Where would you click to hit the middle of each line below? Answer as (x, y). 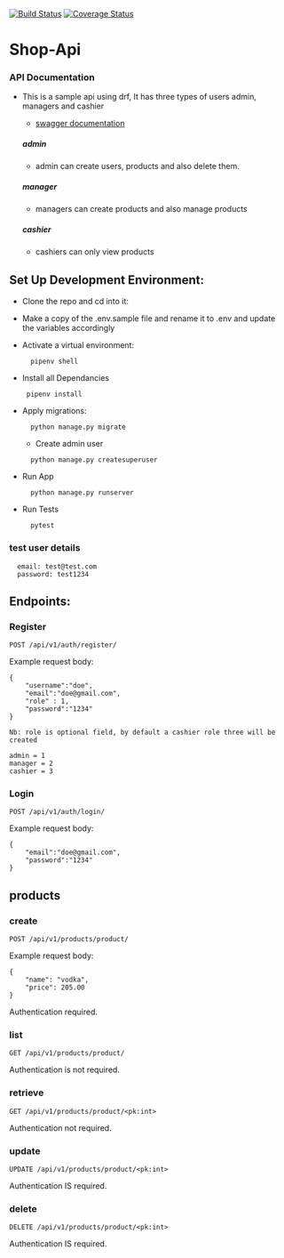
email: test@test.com (57, 566)
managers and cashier (63, 106)
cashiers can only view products (95, 252)
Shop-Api (45, 50)
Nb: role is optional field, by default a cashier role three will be (142, 733)
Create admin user (69, 444)
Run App (38, 477)
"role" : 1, (47, 702)
